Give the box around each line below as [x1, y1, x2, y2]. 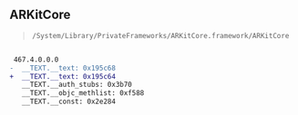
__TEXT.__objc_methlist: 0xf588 [21, 89, 145, 98]
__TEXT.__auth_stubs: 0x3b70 [21, 81, 132, 90]
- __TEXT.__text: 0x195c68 [9, 63, 117, 72]
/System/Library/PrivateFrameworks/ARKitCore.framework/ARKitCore [31, 31, 290, 40]
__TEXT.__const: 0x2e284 [21, 97, 117, 107]
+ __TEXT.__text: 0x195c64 [9, 72, 117, 81]
